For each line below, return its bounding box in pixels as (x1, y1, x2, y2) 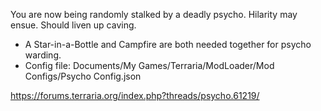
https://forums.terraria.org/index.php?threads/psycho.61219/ (10, 90, 260, 101)
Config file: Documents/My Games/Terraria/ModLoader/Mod (24, 60, 275, 71)
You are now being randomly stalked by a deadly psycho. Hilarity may (10, 9, 298, 20)
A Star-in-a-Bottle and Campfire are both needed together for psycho (24, 39, 312, 50)
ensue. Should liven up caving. (10, 19, 137, 31)
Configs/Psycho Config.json (24, 70, 142, 82)
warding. (24, 49, 62, 61)
